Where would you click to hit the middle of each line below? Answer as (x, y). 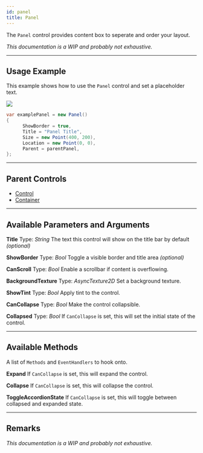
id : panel (19, 12)
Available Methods (42, 347)
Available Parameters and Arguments (78, 225)
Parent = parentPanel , (51, 149)
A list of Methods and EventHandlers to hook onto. (67, 362)
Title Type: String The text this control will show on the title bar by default (98, 239)
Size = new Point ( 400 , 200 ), (59, 137)
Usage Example (36, 71)
